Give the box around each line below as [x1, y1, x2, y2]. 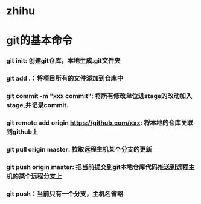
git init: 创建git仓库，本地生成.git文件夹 [6, 57, 121, 65]
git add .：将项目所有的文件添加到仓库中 [6, 74, 124, 82]
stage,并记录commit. [6, 101, 69, 110]
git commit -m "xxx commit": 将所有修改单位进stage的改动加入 [6, 92, 193, 100]
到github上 [6, 128, 39, 136]
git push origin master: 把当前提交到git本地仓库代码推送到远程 [6, 162, 189, 171]
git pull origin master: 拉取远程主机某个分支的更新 [6, 145, 152, 153]
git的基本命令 [6, 34, 73, 48]
